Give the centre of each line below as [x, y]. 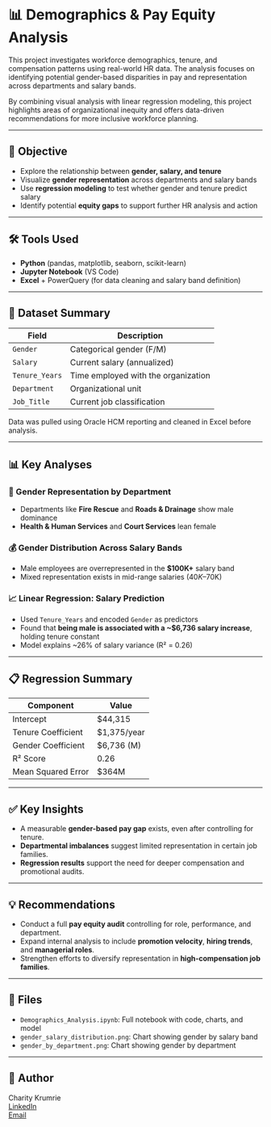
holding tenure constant [60, 636]
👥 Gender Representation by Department [90, 492]
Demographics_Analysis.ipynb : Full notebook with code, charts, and [131, 1019]
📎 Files [25, 1000]
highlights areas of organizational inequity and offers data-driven [116, 110]
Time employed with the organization [140, 376]
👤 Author [31, 1078]
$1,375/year [121, 732]
